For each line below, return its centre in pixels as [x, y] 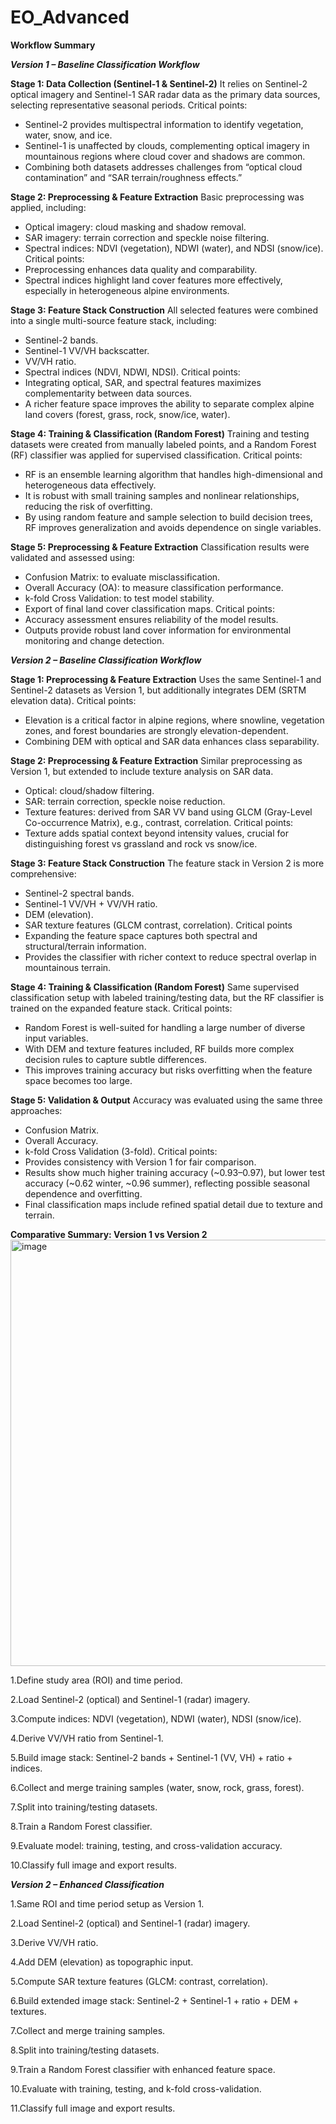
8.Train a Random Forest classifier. [81, 1826]
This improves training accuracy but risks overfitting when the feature [168, 1070]
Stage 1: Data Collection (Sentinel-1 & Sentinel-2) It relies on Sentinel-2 [159, 83]
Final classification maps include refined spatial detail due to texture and [173, 1204]
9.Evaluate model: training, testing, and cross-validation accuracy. [146, 1845]
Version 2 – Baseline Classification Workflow [106, 660]
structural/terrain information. [85, 946]
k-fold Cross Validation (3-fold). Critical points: [121, 1151]
